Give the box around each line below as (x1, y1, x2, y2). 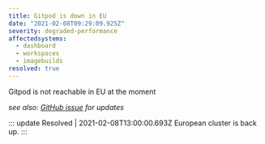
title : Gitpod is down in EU (8, 11, 107, 20)
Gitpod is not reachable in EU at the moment (8, 87, 156, 96)
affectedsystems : (8, 34, 67, 43)
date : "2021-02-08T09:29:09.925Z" (8, 19, 126, 28)
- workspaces (15, 49, 60, 57)
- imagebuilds (15, 57, 63, 66)
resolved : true (8, 65, 60, 73)
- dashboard (15, 42, 57, 50)
